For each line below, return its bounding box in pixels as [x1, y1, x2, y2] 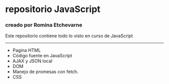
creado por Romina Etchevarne [5, 22, 82, 29]
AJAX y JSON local [12, 58, 53, 64]
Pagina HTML [12, 47, 41, 53]
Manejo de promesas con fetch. [12, 69, 79, 75]
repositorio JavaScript [5, 4, 101, 15]
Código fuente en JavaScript [12, 53, 72, 59]
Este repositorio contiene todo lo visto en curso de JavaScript [5, 33, 133, 39]
